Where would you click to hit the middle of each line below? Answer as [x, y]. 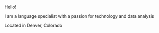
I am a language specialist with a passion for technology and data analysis [79, 16]
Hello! [11, 7]
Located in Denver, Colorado [33, 25]
